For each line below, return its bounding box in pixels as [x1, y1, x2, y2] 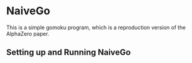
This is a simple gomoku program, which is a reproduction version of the [6, 24, 186, 31]
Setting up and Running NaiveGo [6, 48, 131, 58]
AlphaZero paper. [6, 30, 49, 37]
